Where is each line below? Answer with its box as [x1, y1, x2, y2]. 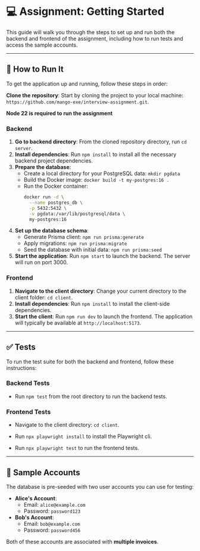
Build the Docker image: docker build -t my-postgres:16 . [23, 176, 170, 183]
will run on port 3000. [14, 259, 68, 266]
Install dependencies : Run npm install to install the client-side [14, 300, 170, 307]
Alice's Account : [14, 494, 57, 502]
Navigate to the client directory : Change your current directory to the [14, 287, 187, 295]
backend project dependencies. [14, 157, 93, 164]
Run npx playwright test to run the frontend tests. [14, 445, 139, 452]
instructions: [6, 364, 37, 371]
